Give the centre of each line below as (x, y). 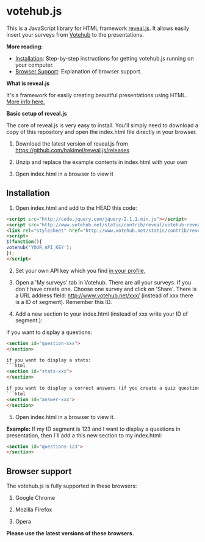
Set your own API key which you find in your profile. (80, 270)
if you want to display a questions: (49, 332)
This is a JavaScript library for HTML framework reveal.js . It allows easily (98, 28)
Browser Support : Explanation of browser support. (78, 71)
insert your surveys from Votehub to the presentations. (75, 34)
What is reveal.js (28, 83)
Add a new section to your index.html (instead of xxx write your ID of (101, 314)
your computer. (34, 65)
